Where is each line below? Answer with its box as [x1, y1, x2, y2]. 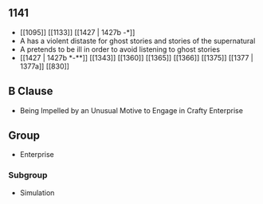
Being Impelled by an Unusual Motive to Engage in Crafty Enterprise [19, 105, 243, 115]
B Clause [8, 84, 53, 98]
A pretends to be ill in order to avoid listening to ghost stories [19, 44, 221, 54]
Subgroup [8, 170, 48, 181]
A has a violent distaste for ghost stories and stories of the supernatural [19, 36, 256, 45]
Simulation [19, 187, 55, 198]
